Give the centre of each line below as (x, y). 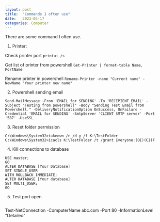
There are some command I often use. (43, 37)
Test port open (27, 197)
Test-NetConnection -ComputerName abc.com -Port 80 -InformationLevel (79, 210)
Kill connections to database (40, 149)
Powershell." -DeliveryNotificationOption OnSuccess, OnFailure (71, 110)
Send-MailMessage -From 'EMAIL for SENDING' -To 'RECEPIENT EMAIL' (75, 101)
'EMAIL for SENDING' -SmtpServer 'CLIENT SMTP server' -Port (92, 114)
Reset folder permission (36, 127)
